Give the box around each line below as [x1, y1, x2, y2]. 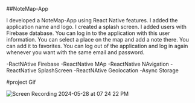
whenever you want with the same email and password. [6, 49, 145, 56]
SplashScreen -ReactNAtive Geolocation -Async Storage [37, 67, 179, 74]
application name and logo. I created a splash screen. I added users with [6, 23, 187, 30]
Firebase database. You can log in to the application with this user [6, 30, 170, 37]
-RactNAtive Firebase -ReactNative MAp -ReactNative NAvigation [6, 60, 169, 67]
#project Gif [6, 78, 36, 86]
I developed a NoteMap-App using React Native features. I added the [6, 17, 178, 23]
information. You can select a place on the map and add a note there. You [6, 36, 189, 43]
